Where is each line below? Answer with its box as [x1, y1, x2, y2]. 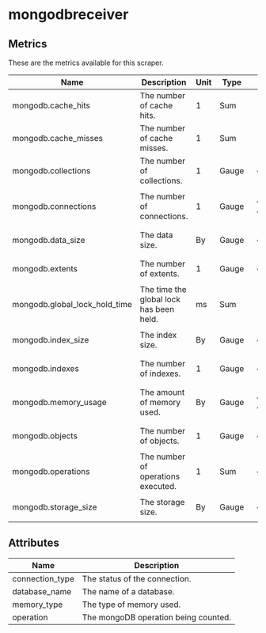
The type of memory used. [82, 599, 181, 610]
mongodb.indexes [12, 363, 79, 373]
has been [139, 304, 175, 314]
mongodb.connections [12, 201, 97, 211]
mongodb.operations [12, 466, 90, 476]
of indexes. [139, 368, 181, 379]
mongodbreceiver [8, 6, 129, 24]
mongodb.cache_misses [12, 133, 103, 143]
